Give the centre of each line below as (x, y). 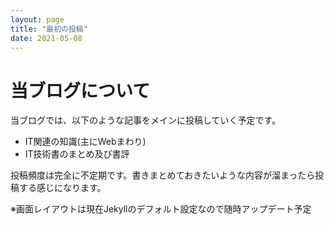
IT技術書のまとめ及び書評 (77, 154)
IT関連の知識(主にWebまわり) (85, 142)
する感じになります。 (62, 188)
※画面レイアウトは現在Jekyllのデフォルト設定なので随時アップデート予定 (161, 209)
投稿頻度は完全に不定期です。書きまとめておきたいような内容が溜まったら (163, 175)
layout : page (37, 19)
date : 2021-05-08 (46, 38)
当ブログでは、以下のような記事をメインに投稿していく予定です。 (146, 120)
